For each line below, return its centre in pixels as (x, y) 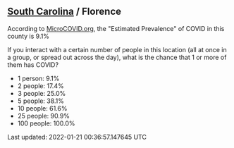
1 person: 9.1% (38, 78)
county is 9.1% (28, 36)
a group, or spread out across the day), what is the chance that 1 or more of (117, 57)
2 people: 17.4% (41, 86)
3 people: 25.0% (42, 93)
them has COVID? (33, 64)
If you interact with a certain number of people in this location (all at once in (117, 49)
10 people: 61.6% (42, 108)
